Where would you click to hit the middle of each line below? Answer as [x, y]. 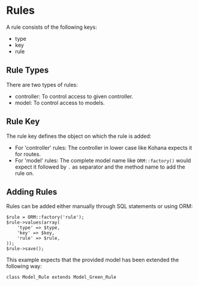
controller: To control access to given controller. [74, 96]
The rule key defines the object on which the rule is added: [79, 136]
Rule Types [28, 70]
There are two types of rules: [42, 85]
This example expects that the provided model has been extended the [93, 260]
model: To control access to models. [60, 103]
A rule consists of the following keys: [52, 27]
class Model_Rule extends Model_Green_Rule [61, 277]
